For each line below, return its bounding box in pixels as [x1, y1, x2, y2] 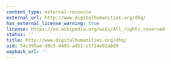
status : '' [6, 32, 34, 38]
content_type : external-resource [6, 9, 92, 15]
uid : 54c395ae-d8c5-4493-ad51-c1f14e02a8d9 [6, 43, 119, 49]
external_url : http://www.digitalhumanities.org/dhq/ [6, 15, 147, 21]
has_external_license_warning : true [6, 20, 100, 26]
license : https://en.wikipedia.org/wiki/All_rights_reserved [6, 26, 166, 32]
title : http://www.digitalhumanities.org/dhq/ [6, 37, 127, 43]
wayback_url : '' [6, 49, 48, 55]
